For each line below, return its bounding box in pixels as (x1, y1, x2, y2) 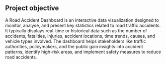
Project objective (5, 4, 59, 12)
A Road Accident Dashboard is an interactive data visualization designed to (5, 17, 159, 23)
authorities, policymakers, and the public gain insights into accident (5, 43, 143, 49)
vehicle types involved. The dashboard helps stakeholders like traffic (5, 38, 146, 44)
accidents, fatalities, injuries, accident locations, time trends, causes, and (5, 33, 156, 39)
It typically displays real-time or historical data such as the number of (5, 27, 148, 34)
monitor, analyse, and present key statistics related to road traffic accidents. (5, 22, 161, 28)
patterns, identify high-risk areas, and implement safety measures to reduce (5, 49, 162, 55)
